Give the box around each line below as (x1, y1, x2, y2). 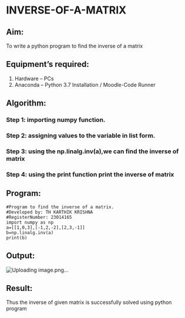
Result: (6, 283, 33, 293)
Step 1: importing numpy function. (6, 116, 106, 124)
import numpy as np (6, 219, 54, 225)
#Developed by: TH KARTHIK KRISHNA (6, 209, 93, 215)
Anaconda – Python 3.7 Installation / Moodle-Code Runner (14, 81, 156, 88)
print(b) (6, 235, 28, 241)
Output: (6, 251, 35, 261)
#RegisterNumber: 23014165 (6, 214, 72, 220)
